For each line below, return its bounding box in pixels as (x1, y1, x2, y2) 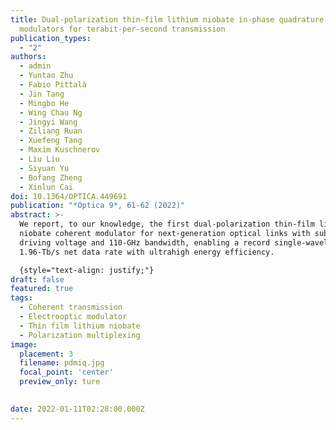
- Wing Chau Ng (19, 107, 83, 118)
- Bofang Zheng (19, 172, 83, 183)
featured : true (10, 284, 74, 294)
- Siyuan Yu (19, 163, 70, 173)
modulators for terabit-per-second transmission (19, 24, 226, 34)
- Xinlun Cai (19, 182, 74, 192)
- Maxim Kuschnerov (19, 145, 101, 155)
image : (10, 339, 38, 350)
